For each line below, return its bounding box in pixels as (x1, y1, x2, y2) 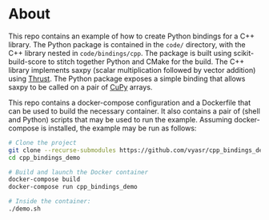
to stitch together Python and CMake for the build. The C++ (47, 57, 245, 66)
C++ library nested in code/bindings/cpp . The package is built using (8, 48, 232, 58)
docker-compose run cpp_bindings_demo (8, 183, 138, 191)
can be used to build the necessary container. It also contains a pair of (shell (8, 106, 260, 116)
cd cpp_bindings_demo (8, 154, 81, 162)
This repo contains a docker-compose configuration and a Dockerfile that (8, 98, 251, 107)
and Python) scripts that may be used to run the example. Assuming (8, 114, 233, 124)
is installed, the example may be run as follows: (41, 123, 197, 133)
